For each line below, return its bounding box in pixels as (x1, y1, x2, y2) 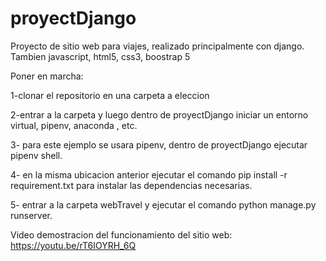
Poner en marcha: (10, 70, 84, 82)
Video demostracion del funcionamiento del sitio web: (10, 228, 233, 241)
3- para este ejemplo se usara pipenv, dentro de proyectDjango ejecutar (10, 138, 308, 151)
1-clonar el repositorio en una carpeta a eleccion (10, 89, 210, 101)
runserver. (10, 209, 53, 221)
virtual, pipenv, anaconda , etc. (10, 119, 138, 131)
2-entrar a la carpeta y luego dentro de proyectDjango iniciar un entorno (10, 108, 309, 121)
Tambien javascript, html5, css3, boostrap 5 (10, 50, 191, 62)
